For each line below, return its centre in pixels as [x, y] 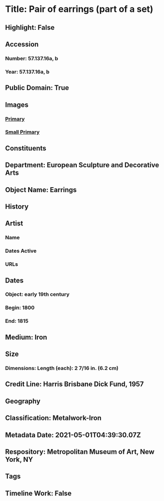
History [17, 207]
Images [17, 105]
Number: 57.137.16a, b [32, 58]
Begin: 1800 [20, 308]
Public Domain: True [37, 88]
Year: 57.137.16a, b [27, 72]
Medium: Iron [26, 337]
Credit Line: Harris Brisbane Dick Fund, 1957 [75, 384]
